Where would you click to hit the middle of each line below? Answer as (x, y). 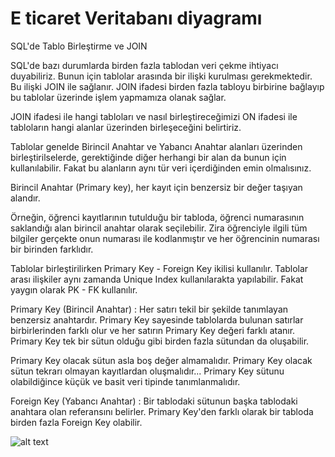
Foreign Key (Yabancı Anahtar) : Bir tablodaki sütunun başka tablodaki (154, 401)
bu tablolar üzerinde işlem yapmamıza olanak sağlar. (118, 97)
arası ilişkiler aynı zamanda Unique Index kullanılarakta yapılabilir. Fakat (157, 279)
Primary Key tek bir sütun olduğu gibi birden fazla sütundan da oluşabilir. (160, 341)
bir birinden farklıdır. (52, 249)
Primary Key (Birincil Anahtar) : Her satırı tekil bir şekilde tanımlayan (149, 309)
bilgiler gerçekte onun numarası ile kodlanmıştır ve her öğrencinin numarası (165, 238)
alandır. (25, 198)
